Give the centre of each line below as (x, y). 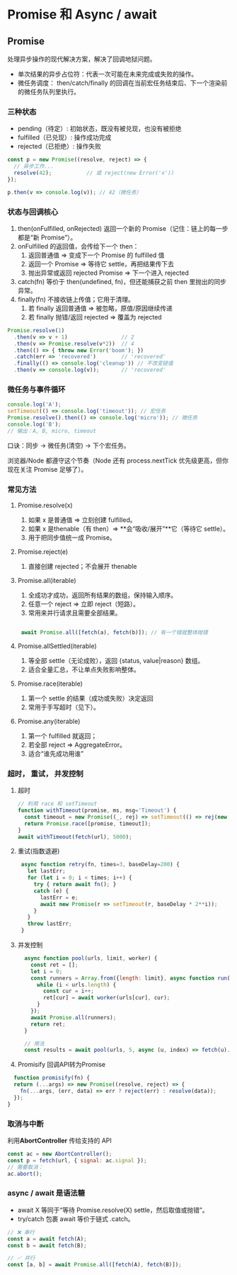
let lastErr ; (46, 871)
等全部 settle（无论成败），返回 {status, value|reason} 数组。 (116, 660)
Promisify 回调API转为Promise (62, 1065)
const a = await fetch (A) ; (47, 1239)
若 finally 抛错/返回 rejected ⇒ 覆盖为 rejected (95, 317)
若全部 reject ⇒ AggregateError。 (77, 744)
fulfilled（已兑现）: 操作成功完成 (64, 137)
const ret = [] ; (54, 965)
